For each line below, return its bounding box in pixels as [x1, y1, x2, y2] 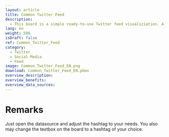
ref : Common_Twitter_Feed [5, 40, 60, 45]
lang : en [5, 26, 24, 31]
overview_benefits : [5, 78, 47, 83]
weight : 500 [5, 31, 30, 36]
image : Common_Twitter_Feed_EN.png [5, 63, 80, 68]
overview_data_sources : [5, 82, 56, 87]
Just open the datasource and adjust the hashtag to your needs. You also [5, 120, 158, 126]
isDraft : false [5, 36, 37, 41]
